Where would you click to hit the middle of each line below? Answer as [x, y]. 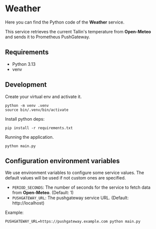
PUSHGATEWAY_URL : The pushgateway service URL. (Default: [70, 198]
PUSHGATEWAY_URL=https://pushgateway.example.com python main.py [73, 222]
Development [26, 85]
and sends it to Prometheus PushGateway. [48, 37]
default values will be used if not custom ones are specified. [65, 178]
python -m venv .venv [27, 105]
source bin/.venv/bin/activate [37, 110]
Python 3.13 [24, 64]
